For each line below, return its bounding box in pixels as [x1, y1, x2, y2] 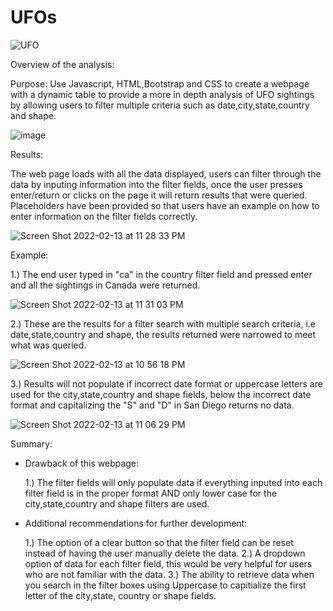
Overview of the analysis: [10, 58, 115, 70]
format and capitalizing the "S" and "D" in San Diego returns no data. [10, 399, 295, 411]
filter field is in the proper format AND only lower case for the [24, 487, 278, 499]
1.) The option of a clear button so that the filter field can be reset [24, 536, 294, 548]
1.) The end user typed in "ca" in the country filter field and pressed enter [10, 268, 313, 280]
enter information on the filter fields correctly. [10, 210, 198, 222]
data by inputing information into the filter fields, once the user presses [10, 178, 303, 190]
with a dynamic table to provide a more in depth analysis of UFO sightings [10, 88, 315, 100]
